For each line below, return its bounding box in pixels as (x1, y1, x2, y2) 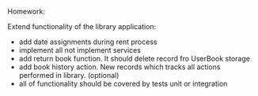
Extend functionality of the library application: (7, 22, 157, 31)
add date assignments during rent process (18, 37, 157, 46)
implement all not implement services (18, 46, 142, 54)
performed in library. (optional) (18, 71, 120, 79)
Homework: (7, 7, 45, 16)
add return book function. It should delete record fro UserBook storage (18, 54, 251, 63)
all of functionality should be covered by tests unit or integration (18, 79, 228, 88)
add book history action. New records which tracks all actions (18, 62, 221, 72)
